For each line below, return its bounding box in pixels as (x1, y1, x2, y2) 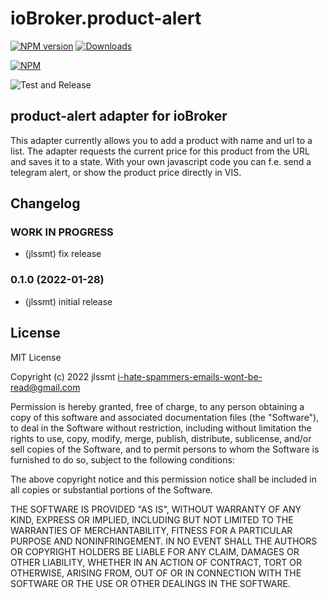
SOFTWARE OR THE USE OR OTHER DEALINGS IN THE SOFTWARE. (10, 577, 291, 589)
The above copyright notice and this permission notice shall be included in (10, 473, 317, 485)
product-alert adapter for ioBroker (10, 108, 228, 125)
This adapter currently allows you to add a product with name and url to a (10, 134, 313, 146)
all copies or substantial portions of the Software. (10, 483, 213, 496)
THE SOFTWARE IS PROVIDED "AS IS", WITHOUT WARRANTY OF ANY (10, 503, 302, 515)
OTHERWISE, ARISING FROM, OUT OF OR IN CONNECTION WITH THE (10, 567, 302, 579)
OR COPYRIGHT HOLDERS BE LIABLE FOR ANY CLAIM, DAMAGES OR (10, 545, 300, 557)
